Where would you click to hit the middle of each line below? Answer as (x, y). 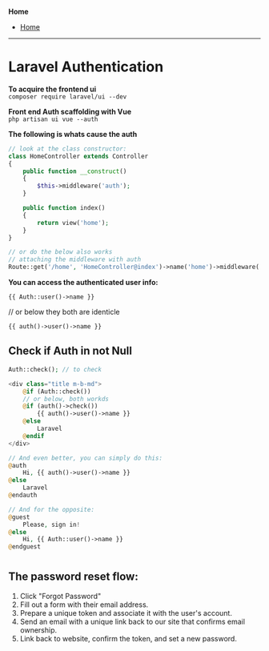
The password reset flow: (73, 577)
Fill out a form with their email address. (84, 605)
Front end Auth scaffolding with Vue (70, 111)
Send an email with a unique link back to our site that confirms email (132, 621)
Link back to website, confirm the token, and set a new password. (128, 638)
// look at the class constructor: (68, 149)
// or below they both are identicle (64, 312)
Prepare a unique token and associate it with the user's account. (126, 613)
